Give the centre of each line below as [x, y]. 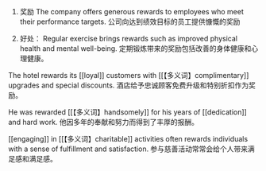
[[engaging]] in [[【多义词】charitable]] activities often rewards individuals [128, 139]
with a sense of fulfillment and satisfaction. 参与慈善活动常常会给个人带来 [128, 149]
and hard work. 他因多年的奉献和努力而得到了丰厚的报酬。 [104, 122]
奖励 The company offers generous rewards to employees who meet [131, 12]
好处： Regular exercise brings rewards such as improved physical [129, 39]
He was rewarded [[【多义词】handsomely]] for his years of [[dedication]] [128, 112]
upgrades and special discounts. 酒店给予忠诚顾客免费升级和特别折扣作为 [129, 85]
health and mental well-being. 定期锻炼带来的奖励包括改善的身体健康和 [135, 49]
